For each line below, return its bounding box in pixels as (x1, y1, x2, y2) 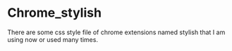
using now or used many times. (7, 35, 99, 43)
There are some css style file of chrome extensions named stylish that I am (7, 28, 226, 36)
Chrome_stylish (7, 5, 102, 21)
